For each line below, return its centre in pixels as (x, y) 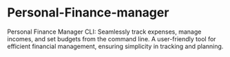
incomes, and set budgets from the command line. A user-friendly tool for (112, 38)
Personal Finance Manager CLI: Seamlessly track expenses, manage (104, 32)
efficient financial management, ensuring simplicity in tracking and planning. (115, 46)
